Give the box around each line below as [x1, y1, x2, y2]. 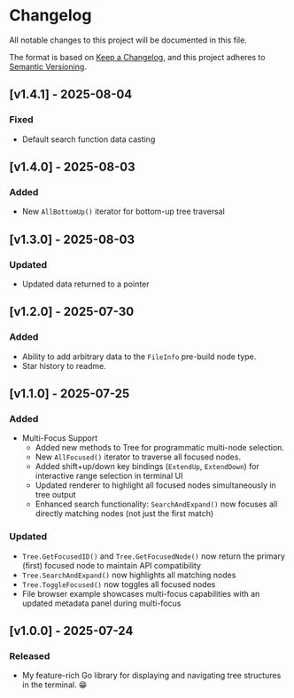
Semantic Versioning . [9, 61, 87, 72]
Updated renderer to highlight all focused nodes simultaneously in [35, 480, 276, 490]
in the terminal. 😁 [21, 679, 88, 690]
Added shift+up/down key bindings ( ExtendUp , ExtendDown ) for [35, 461, 259, 472]
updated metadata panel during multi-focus [21, 598, 182, 608]
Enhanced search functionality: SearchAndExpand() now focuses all [35, 498, 278, 510]
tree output [35, 490, 77, 500]
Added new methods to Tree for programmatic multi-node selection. [35, 443, 285, 453]
